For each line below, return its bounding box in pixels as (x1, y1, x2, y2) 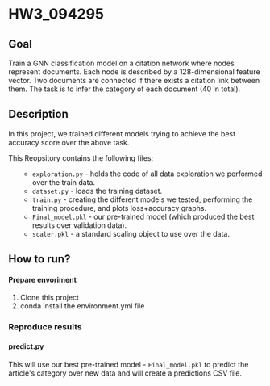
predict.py (8, 341, 44, 351)
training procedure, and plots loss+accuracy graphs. (31, 203, 207, 212)
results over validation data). (31, 220, 127, 230)
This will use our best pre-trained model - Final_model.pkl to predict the (8, 359, 249, 369)
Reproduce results (8, 321, 82, 333)
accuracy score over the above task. (8, 137, 130, 147)
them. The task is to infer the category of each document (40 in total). (8, 84, 241, 94)
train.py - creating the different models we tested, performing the (31, 195, 253, 204)
